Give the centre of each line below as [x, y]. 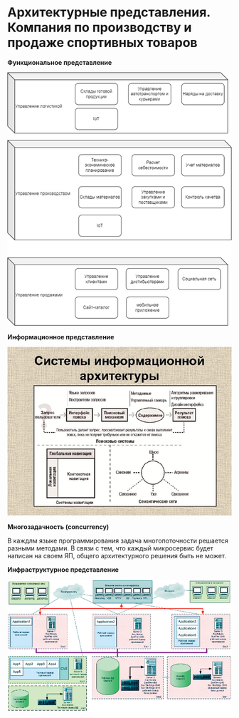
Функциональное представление [60, 62]
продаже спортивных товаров [102, 43]
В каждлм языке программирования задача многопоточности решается [118, 540]
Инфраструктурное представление [63, 569]
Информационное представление [61, 337]
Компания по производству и [100, 27]
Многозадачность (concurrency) [58, 527]
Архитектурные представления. [109, 12]
